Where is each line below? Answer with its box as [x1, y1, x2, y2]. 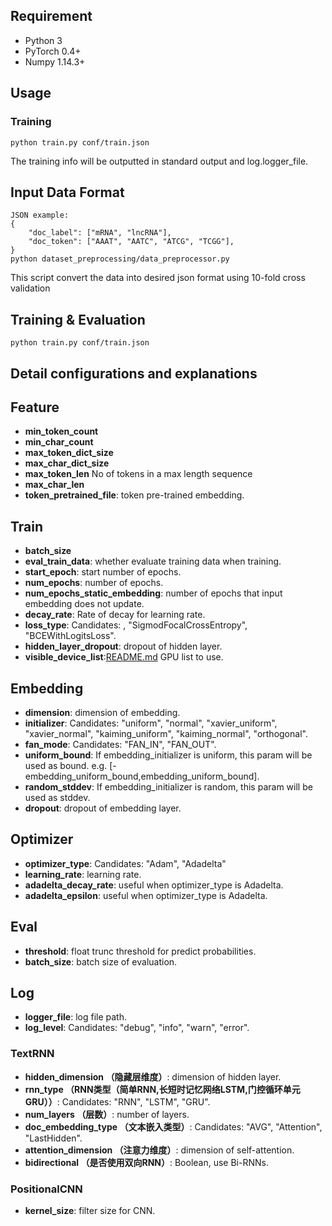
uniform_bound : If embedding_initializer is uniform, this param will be [24, 749, 313, 761]
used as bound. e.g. [24, 759, 108, 771]
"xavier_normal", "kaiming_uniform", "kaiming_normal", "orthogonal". [24, 727, 308, 739]
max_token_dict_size [24, 447, 114, 459]
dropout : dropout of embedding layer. [24, 802, 182, 814]
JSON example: [10, 210, 70, 221]
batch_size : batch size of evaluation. [24, 955, 178, 968]
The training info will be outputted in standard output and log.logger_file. [10, 155, 309, 167]
